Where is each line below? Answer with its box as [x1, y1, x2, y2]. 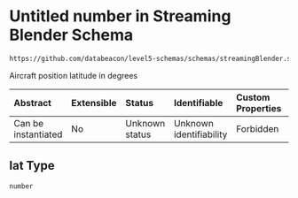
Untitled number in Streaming [9, 6, 231, 27]
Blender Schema [9, 25, 134, 45]
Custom [236, 91, 271, 103]
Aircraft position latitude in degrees [9, 70, 138, 80]
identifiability [173, 128, 228, 141]
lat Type [9, 158, 55, 173]
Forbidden [236, 122, 279, 134]
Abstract [13, 96, 51, 109]
